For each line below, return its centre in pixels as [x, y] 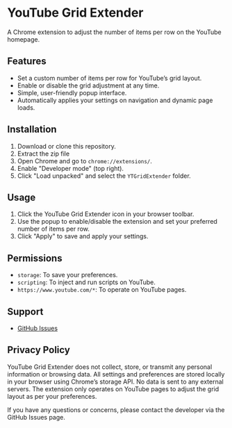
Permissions [35, 258]
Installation [32, 130]
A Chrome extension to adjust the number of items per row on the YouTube [115, 32]
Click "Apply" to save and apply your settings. [83, 236]
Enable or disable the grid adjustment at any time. [88, 85]
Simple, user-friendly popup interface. [72, 92]
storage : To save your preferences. [67, 275]
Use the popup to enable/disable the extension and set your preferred [117, 222]
